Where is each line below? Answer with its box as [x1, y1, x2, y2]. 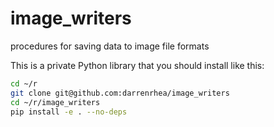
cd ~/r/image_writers [10, 97, 101, 107]
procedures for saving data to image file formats [10, 40, 210, 52]
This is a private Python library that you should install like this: [10, 59, 265, 71]
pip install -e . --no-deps [10, 107, 128, 117]
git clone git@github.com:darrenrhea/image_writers [10, 88, 230, 98]
